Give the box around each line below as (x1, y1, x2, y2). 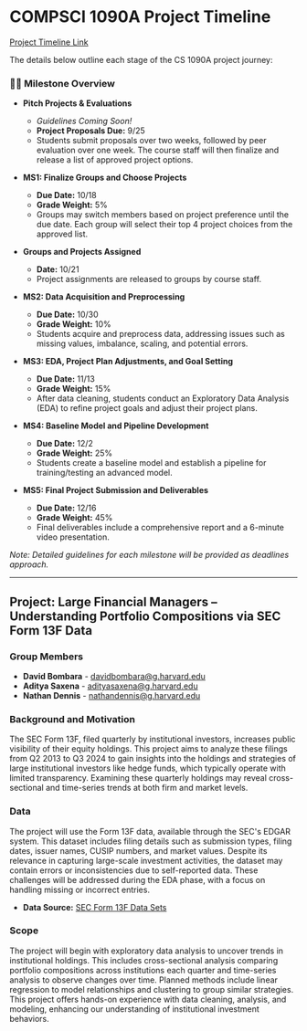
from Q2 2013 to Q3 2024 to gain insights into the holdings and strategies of (9, 753, 297, 764)
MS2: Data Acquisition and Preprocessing (22, 291, 185, 302)
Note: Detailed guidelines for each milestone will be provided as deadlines (9, 550, 290, 561)
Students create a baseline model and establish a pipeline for (36, 458, 267, 468)
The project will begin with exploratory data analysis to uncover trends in (9, 945, 284, 956)
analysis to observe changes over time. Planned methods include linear (9, 974, 279, 985)
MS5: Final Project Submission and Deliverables (22, 485, 208, 496)
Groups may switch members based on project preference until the (36, 209, 290, 220)
